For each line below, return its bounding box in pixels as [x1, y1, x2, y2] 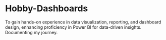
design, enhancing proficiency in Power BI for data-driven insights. [5, 24, 142, 30]
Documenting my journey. [5, 29, 58, 35]
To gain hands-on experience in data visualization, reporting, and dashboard [5, 19, 162, 25]
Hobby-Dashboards [5, 3, 88, 14]
